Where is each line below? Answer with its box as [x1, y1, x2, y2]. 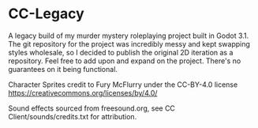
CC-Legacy [8, 5, 84, 23]
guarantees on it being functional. [8, 64, 118, 73]
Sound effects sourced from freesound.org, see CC [8, 104, 176, 113]
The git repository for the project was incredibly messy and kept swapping [8, 39, 251, 48]
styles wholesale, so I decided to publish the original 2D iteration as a [8, 47, 234, 57]
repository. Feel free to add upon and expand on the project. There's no [8, 56, 241, 66]
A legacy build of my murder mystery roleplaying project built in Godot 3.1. [8, 31, 249, 40]
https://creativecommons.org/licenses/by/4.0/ [8, 88, 158, 97]
